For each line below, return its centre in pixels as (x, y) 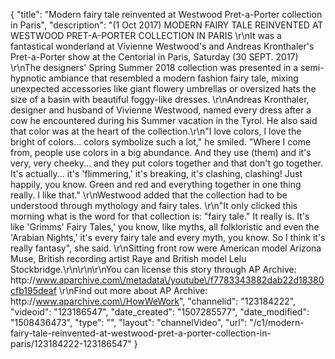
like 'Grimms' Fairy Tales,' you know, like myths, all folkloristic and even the (165, 227)
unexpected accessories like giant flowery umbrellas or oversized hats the (163, 88)
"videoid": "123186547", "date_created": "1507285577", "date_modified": (160, 312)
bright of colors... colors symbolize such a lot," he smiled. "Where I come (161, 142)
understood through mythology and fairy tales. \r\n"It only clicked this (154, 205)
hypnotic (28, 78)
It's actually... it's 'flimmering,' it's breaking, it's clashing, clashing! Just (156, 173)
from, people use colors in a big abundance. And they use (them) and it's (161, 152)
